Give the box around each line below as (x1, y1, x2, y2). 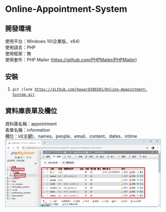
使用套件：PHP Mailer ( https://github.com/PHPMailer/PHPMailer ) (5, 57, 137, 63)
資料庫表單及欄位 (5, 107, 57, 115)
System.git (12, 92, 35, 97)
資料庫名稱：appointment (5, 121, 57, 127)
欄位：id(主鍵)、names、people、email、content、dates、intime (5, 133, 137, 139)
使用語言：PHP (5, 44, 36, 50)
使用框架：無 (5, 51, 31, 56)
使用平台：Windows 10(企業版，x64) (5, 38, 80, 44)
